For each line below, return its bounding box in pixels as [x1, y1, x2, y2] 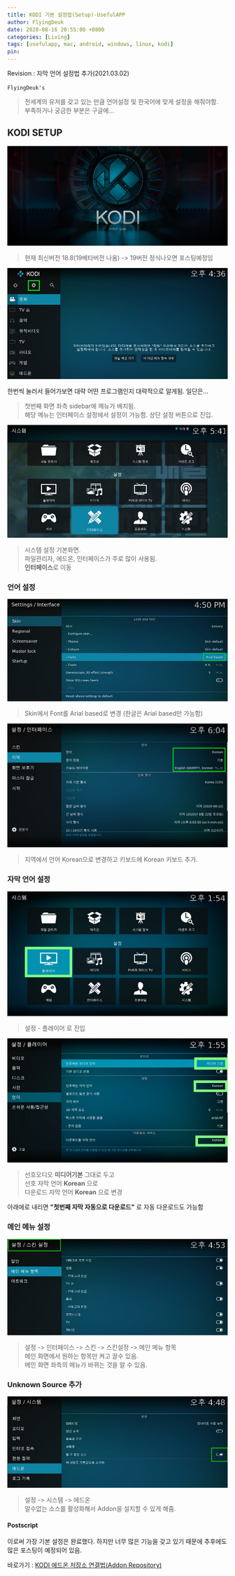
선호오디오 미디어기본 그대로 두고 [24, 1170, 115, 1179]
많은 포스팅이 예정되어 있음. [7, 1546, 83, 1554]
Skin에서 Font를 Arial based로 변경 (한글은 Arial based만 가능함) [24, 709, 204, 718]
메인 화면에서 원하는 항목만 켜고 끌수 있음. [24, 1352, 138, 1361]
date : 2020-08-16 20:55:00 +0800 [7, 26, 105, 33]
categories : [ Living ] [7, 34, 71, 41]
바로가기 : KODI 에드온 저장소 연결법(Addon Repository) [7, 1561, 162, 1570]
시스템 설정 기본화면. [24, 546, 81, 554]
